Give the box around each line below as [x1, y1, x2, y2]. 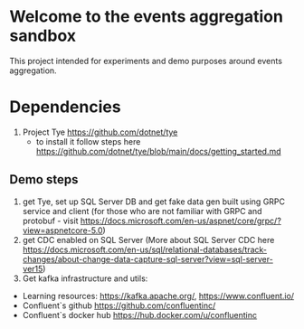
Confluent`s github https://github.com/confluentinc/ [22, 300, 216, 311]
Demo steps [9, 172, 79, 187]
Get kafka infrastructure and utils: [22, 273, 148, 284]
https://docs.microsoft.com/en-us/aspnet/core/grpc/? [80, 215, 282, 226]
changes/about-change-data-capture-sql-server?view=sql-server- [22, 253, 273, 264]
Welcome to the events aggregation [9, 6, 283, 27]
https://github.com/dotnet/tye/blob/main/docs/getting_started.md [35, 146, 281, 156]
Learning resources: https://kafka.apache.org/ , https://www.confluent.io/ [22, 290, 295, 301]
